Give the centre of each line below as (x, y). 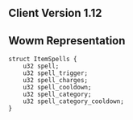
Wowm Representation (67, 41)
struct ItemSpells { (43, 60)
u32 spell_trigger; (56, 73)
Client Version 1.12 (55, 13)
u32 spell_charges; (56, 81)
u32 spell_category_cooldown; (74, 101)
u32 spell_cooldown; (57, 88)
